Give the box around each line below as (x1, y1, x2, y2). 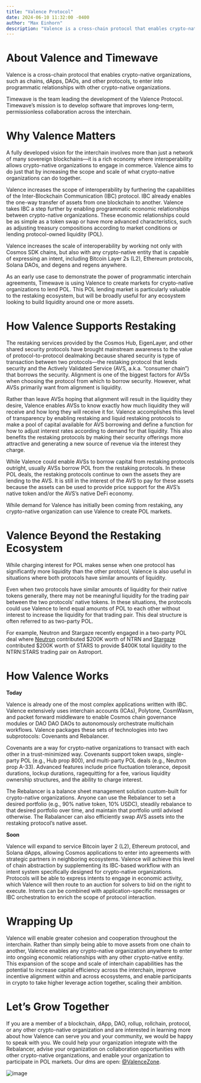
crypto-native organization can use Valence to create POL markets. (6, 508, 172, 515)
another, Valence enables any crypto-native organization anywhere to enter (6, 947, 193, 954)
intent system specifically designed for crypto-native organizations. (6, 868, 173, 875)
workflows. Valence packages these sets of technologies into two (6, 726, 169, 733)
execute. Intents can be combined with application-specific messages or (6, 887, 185, 894)
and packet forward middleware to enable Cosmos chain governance (6, 713, 176, 720)
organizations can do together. (6, 174, 82, 182)
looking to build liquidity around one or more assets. (6, 298, 135, 306)
